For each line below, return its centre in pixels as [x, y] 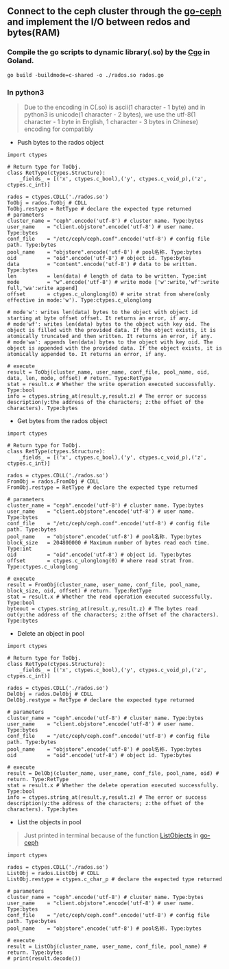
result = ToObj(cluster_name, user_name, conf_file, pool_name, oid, [109, 372]
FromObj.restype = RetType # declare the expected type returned [102, 487]
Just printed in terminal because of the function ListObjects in [111, 835]
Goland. [21, 61]
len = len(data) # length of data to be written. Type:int [107, 276]
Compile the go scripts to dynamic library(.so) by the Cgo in [109, 52]
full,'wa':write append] [43, 288]
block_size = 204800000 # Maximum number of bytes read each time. [109, 542]
